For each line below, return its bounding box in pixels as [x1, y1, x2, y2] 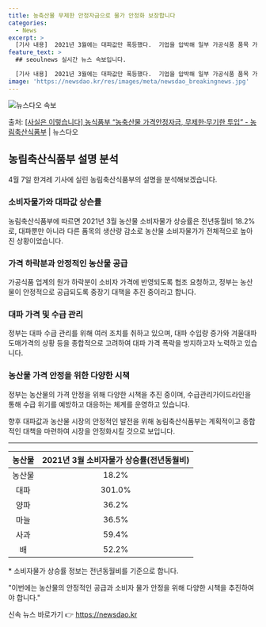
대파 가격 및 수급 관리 [8, 308, 83, 319]
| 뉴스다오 [48, 127, 79, 136]
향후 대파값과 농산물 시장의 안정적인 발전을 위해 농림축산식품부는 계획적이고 [8, 416, 241, 426]
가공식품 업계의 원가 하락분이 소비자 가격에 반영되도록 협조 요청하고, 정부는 [8, 277, 239, 287]
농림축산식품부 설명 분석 [8, 152, 119, 166]
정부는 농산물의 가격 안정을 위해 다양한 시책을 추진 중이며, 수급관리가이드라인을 [8, 389, 252, 399]
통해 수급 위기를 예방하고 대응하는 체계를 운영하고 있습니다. [8, 400, 190, 409]
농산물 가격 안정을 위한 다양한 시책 [8, 370, 131, 381]
